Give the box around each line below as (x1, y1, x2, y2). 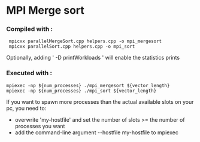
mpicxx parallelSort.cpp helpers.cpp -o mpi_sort (8, 44, 135, 50)
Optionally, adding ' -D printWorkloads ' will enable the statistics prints (6, 54, 180, 61)
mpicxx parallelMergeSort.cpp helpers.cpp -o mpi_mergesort (8, 38, 162, 45)
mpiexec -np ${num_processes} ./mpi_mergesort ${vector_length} (6, 82, 170, 88)
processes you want (14, 122, 65, 129)
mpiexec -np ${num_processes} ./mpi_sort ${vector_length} (6, 88, 157, 94)
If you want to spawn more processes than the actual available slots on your (6, 98, 194, 105)
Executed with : (6, 69, 53, 78)
